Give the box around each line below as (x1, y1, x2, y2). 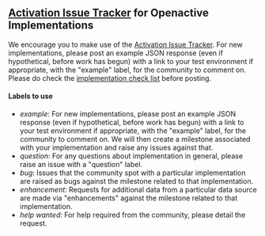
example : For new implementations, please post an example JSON (19, 109, 237, 119)
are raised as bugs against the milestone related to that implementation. (19, 177, 254, 186)
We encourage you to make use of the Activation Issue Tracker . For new (8, 40, 243, 49)
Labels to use (8, 91, 53, 101)
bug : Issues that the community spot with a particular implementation (19, 168, 246, 177)
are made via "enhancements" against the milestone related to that (19, 193, 238, 203)
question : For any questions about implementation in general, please (19, 151, 244, 161)
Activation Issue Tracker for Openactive (8, 6, 210, 20)
